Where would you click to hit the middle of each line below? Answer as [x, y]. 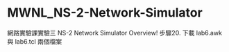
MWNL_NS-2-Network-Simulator [105, 13]
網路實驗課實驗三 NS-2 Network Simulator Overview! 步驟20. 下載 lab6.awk [114, 33]
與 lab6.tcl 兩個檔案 [35, 41]
